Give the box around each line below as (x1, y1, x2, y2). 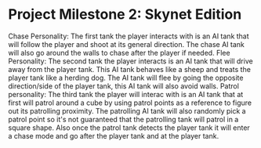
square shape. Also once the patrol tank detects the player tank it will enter (8, 123, 251, 132)
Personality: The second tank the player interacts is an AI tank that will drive (8, 56, 253, 66)
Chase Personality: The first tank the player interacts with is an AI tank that (8, 31, 249, 41)
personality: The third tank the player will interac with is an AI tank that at (8, 89, 244, 99)
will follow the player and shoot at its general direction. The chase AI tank (8, 39, 245, 49)
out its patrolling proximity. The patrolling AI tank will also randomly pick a (8, 106, 246, 115)
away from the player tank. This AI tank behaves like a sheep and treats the (8, 64, 251, 74)
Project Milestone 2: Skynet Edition (8, 5, 242, 23)
